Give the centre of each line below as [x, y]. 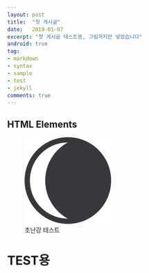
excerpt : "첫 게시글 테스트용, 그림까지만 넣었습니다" [75, 37]
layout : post [26, 15]
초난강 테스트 [42, 230]
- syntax [20, 66]
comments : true [29, 95]
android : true [28, 44]
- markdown [23, 59]
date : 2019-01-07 [35, 29]
